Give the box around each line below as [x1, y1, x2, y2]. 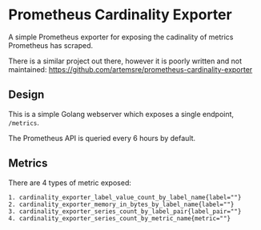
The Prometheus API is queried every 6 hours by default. [8, 133, 196, 143]
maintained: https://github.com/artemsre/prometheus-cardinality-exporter [8, 64, 253, 74]
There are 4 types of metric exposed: [8, 178, 132, 188]
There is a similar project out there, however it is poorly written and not [8, 56, 243, 66]
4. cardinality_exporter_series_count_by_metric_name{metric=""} [8, 214, 231, 222]
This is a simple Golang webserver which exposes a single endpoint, [8, 109, 235, 119]
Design [8, 88, 45, 102]
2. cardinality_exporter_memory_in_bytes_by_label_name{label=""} [8, 200, 235, 208]
